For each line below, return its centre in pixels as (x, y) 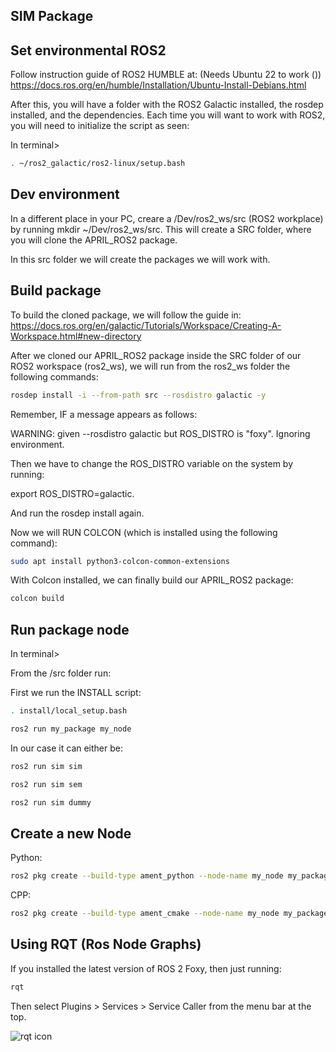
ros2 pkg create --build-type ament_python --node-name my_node (147, 876)
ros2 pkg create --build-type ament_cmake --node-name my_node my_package (169, 914)
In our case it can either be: (66, 748)
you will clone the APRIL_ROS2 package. (94, 240)
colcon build (37, 599)
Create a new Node (71, 833)
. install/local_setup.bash (69, 711)
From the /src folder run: (61, 673)
